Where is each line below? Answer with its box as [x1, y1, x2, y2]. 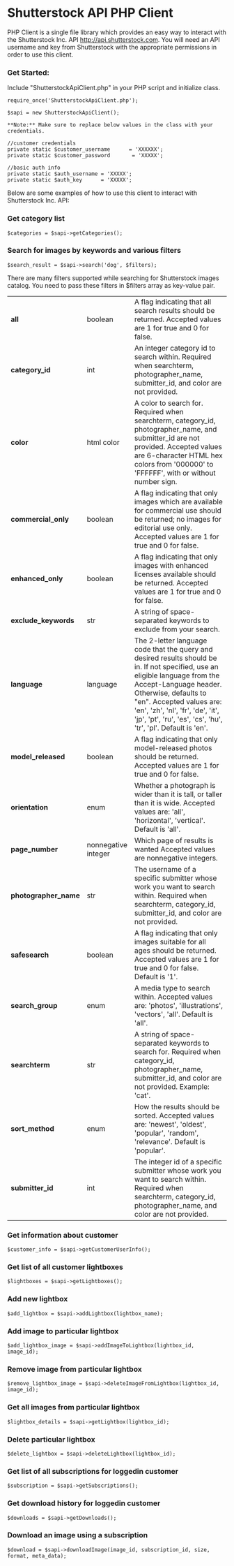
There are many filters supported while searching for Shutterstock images [7, 274, 219, 282]
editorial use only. [134, 522, 193, 532]
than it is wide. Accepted [134, 798, 215, 807]
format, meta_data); [7, 1552, 68, 1559]
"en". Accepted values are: [134, 696, 222, 706]
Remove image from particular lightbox [7, 1364, 143, 1374]
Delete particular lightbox [7, 1434, 95, 1444]
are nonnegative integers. [134, 853, 218, 863]
